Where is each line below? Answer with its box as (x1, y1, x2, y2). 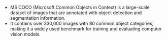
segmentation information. (10, 15, 65, 21)
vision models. (10, 31, 41, 37)
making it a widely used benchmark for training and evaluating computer (10, 26, 162, 32)
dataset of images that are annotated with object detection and (10, 10, 142, 16)
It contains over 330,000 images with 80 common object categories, (10, 20, 154, 26)
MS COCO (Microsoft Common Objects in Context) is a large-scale (10, 5, 150, 10)
